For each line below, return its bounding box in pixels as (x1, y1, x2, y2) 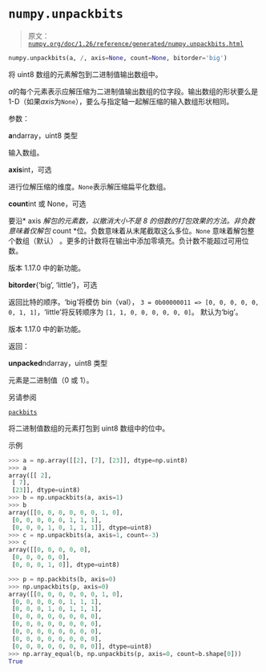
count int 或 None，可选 (8, 199, 87, 208)
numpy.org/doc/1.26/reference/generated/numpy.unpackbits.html (27, 39, 244, 48)
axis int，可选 (8, 164, 52, 174)
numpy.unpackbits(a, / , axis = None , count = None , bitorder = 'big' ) (8, 54, 228, 62)
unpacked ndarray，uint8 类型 (8, 358, 108, 367)
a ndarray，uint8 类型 (8, 131, 79, 140)
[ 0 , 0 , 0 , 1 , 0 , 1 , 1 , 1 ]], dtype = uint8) (11, 524, 152, 532)
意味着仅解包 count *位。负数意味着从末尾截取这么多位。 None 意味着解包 (8, 225, 248, 235)
